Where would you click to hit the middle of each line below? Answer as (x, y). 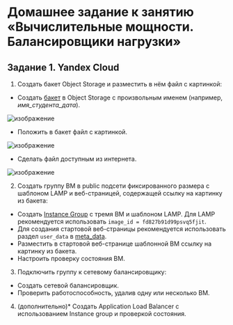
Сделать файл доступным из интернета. (77, 159)
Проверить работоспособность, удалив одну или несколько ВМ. (113, 293)
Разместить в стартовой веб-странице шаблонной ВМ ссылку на (114, 244)
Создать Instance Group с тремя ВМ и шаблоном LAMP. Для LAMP (116, 214)
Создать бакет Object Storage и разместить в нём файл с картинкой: (120, 84)
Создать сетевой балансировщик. (68, 285)
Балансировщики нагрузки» (94, 42)
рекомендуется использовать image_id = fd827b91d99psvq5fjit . (112, 221)
